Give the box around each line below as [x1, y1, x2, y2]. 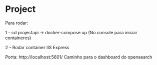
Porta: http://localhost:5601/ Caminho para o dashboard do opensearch [5, 54, 152, 60]
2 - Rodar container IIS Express [5, 44, 69, 50]
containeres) [5, 35, 31, 41]
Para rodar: [5, 20, 28, 26]
